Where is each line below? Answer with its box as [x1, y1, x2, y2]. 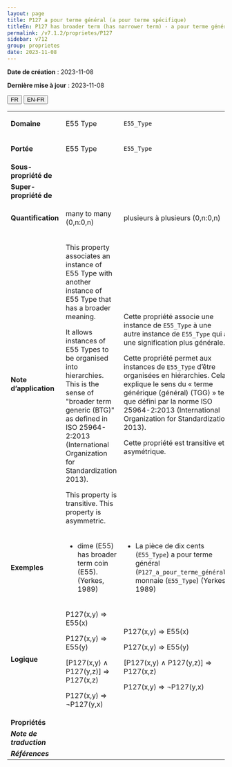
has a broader [65, 303, 111, 312]
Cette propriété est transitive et [123, 437, 224, 447]
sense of [65, 388, 95, 397]
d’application [10, 383, 55, 393]
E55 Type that [65, 294, 112, 304]
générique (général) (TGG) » [123, 388, 217, 397]
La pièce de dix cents [135, 541, 205, 550]
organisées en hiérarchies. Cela [123, 370, 226, 380]
